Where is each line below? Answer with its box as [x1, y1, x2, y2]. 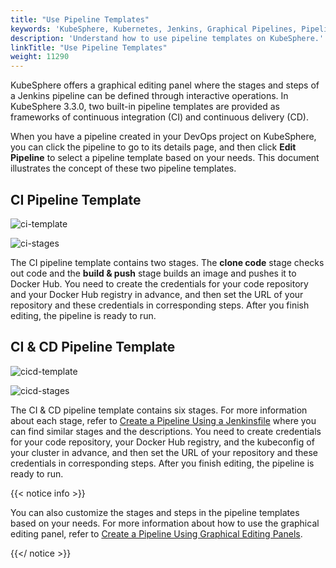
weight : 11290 [10, 52, 70, 62]
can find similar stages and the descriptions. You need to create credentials [10, 425, 322, 437]
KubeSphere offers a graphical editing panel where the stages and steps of [10, 79, 320, 91]
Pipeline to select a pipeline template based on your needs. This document [10, 152, 320, 164]
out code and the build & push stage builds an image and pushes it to [10, 267, 297, 279]
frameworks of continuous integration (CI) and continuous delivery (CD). [10, 111, 309, 123]
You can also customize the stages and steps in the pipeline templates [10, 506, 300, 518]
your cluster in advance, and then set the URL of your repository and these [10, 446, 318, 458]
